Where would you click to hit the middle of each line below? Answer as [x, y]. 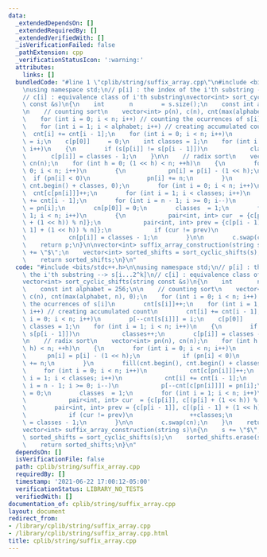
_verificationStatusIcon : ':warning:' [80, 60]
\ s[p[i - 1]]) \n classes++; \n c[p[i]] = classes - [142, 334]
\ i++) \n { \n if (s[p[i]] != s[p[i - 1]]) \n [115, 149]
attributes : [35, 68]
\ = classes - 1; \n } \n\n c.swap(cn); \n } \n [128, 423]
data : [17, 16]
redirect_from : [33, 519]
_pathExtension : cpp [49, 53]
